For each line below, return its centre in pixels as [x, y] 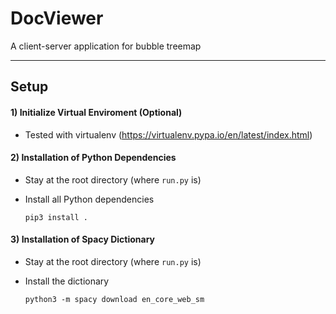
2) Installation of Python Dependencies [93, 158]
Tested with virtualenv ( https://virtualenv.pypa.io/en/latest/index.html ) [168, 134]
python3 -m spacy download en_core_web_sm [114, 299]
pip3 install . [56, 217]
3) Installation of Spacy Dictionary [82, 239]
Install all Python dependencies [89, 199]
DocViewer [57, 18]
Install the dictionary [67, 281]
